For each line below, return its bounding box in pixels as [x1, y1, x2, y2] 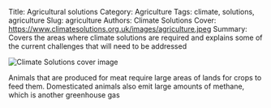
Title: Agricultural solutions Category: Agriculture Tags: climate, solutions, [8, 7, 255, 16]
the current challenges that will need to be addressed [8, 41, 187, 51]
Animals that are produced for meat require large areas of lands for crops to [8, 73, 262, 82]
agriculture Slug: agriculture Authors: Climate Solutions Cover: [8, 15, 217, 25]
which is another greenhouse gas [8, 90, 120, 100]
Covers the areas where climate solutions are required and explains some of [8, 32, 263, 42]
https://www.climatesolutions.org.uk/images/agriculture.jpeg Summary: [8, 24, 247, 33]
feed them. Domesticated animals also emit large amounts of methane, [8, 81, 245, 91]
